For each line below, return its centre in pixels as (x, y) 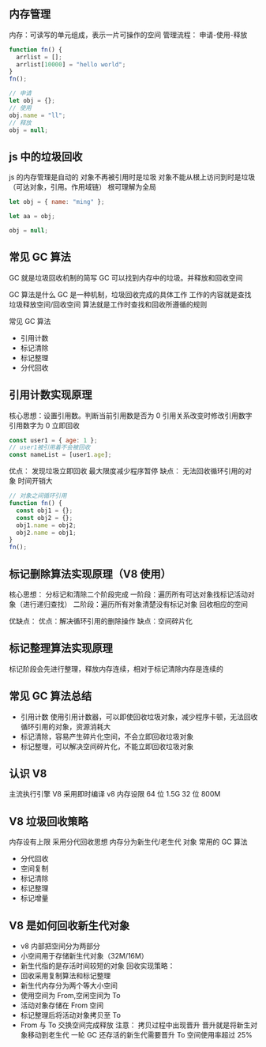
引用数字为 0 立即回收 (44, 425)
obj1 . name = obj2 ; (47, 525)
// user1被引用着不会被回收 (50, 448)
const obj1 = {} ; (45, 510)
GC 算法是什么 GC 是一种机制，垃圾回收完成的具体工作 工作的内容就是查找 (130, 294)
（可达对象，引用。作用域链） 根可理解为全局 (82, 187)
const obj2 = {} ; (45, 518)
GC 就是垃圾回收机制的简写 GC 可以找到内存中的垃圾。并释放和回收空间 (126, 277)
